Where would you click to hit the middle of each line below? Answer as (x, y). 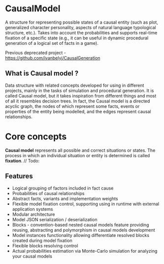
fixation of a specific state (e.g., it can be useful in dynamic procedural (77, 38)
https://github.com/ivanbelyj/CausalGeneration (53, 58)
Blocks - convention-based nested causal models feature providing (81, 225)
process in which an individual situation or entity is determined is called (78, 155)
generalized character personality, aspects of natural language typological (81, 27)
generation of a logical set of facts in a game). (52, 43)
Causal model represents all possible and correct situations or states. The (80, 150)
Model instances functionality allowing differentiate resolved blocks (81, 235)
